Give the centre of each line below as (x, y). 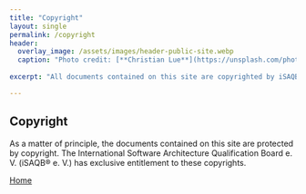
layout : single (38, 26)
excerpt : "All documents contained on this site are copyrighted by (142, 77)
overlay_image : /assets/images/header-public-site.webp (126, 52)
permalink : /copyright (52, 34)
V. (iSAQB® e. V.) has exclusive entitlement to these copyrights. (128, 162)
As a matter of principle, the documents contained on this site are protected (152, 143)
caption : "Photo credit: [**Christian (92, 60)
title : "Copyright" (46, 18)
